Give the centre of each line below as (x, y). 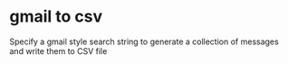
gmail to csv (56, 17)
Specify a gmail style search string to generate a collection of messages (144, 41)
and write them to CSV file (58, 50)
